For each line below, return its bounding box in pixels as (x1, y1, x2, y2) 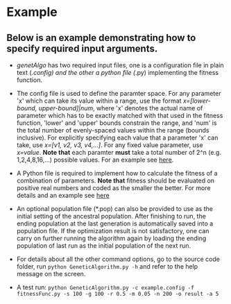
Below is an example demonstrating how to (6, 32, 196, 44)
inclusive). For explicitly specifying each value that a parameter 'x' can (16, 133, 219, 142)
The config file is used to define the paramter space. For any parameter (16, 90, 221, 97)
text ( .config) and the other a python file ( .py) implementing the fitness (16, 69, 219, 76)
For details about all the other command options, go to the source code (16, 255, 220, 263)
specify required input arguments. (6, 42, 158, 54)
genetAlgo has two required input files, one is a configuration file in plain (16, 61, 225, 69)
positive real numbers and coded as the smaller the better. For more (16, 184, 211, 192)
